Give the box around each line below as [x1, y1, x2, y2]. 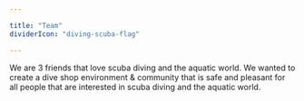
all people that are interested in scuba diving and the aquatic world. [9, 81, 261, 92]
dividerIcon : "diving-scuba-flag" [9, 29, 141, 39]
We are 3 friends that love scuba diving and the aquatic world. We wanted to [9, 62, 296, 73]
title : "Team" [9, 21, 64, 30]
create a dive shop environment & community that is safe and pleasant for [9, 71, 286, 82]
